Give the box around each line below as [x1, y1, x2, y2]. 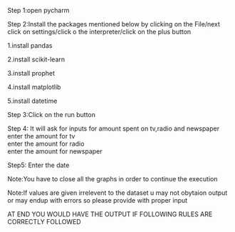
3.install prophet [7, 69, 56, 77]
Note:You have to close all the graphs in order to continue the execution [7, 175, 218, 183]
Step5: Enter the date [7, 161, 70, 169]
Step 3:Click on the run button [7, 111, 96, 118]
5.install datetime [7, 96, 58, 105]
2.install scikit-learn [7, 55, 66, 64]
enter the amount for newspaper [7, 147, 103, 156]
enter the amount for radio [7, 139, 85, 148]
